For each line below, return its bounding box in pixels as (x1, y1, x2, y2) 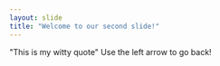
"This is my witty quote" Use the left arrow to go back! (9, 46, 212, 57)
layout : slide (9, 13, 63, 23)
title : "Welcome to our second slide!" (9, 22, 160, 31)
